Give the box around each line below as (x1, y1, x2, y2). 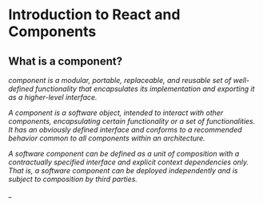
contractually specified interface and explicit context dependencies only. (8, 157, 249, 167)
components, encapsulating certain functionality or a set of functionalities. (8, 117, 256, 125)
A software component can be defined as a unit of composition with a (8, 149, 240, 158)
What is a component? (8, 54, 122, 68)
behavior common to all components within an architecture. (8, 133, 205, 143)
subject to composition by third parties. (8, 174, 138, 184)
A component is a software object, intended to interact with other (8, 108, 224, 117)
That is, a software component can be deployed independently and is (8, 166, 238, 175)
